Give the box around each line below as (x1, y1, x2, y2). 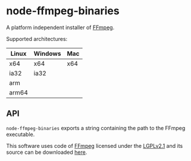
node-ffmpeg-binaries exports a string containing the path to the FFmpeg (6, 124, 186, 131)
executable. (6, 131, 35, 138)
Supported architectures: (6, 35, 68, 42)
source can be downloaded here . (6, 149, 87, 156)
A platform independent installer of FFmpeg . (6, 24, 115, 31)
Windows (33, 49, 61, 58)
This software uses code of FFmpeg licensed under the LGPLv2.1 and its (6, 142, 183, 149)
